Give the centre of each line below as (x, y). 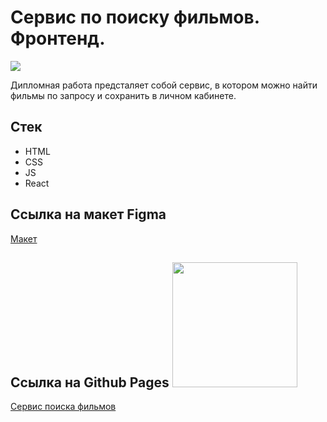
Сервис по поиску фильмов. (135, 17)
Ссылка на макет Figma (88, 214)
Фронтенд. (58, 38)
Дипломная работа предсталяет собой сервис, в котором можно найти (164, 85)
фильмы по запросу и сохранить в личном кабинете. (123, 95)
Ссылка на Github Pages (90, 382)
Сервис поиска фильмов (63, 407)
